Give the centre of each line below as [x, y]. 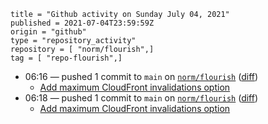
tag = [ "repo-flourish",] [66, 58]
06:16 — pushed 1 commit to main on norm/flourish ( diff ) [141, 76]
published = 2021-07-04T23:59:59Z [82, 23]
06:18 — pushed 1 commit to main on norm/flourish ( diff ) [141, 98]
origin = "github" [48, 32]
